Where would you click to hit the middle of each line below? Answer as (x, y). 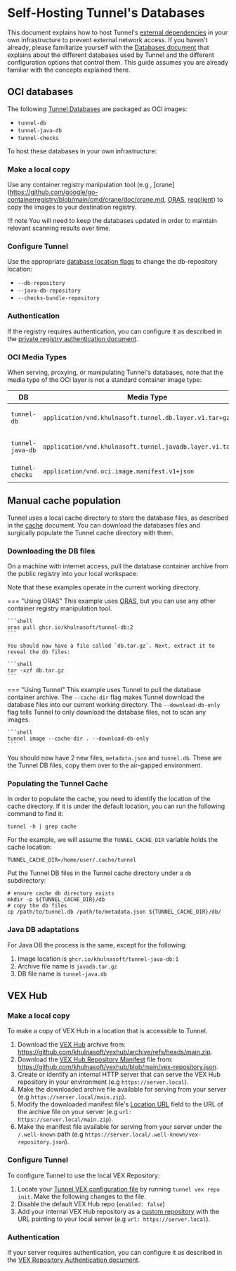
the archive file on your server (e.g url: (74, 1112)
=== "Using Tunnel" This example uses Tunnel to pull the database (104, 690)
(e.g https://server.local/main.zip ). (72, 1097)
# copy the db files (38, 906)
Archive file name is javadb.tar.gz (67, 966)
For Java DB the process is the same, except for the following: (97, 945)
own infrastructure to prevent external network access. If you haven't (107, 39)
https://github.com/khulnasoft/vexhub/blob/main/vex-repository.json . (118, 1067)
